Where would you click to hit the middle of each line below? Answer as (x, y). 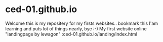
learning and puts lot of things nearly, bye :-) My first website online (76, 28)
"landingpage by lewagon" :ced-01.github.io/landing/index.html (71, 34)
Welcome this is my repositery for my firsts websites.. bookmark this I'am (82, 23)
